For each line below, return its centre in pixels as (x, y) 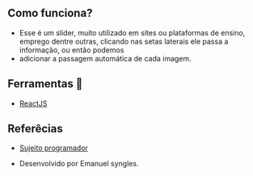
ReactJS (33, 103)
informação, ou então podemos (72, 50)
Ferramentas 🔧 (45, 84)
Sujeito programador (53, 148)
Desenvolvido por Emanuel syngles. (79, 164)
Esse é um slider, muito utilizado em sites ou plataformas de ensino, (132, 32)
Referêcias (36, 129)
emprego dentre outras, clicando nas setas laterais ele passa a (124, 41)
